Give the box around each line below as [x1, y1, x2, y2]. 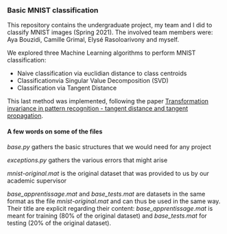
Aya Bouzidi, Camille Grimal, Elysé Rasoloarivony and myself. [7, 36, 180, 44]
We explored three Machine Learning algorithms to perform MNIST [7, 49, 196, 57]
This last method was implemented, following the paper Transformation [7, 97, 209, 105]
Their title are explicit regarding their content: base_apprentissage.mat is [7, 204, 213, 212]
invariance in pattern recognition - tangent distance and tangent [7, 105, 189, 113]
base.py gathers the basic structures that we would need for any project [7, 142, 211, 151]
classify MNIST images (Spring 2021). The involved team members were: [7, 28, 213, 36]
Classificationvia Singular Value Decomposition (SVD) [16, 77, 169, 85]
